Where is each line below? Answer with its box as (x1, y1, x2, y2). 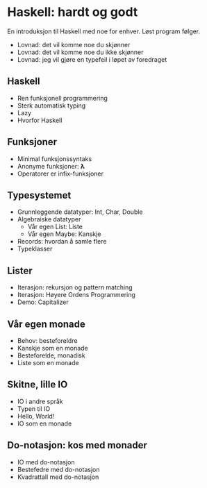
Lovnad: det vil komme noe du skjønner (17, 40, 131, 49)
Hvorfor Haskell (17, 116, 63, 124)
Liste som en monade (17, 359, 79, 367)
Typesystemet (7, 189, 72, 201)
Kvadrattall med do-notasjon (17, 473, 99, 481)
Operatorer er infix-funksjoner (17, 169, 104, 178)
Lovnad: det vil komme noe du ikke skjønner (17, 48, 144, 56)
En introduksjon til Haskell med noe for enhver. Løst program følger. (7, 27, 201, 35)
